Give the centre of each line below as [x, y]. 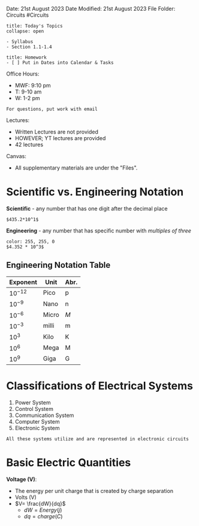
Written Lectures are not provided [57, 132]
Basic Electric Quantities [69, 463]
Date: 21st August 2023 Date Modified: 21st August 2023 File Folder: [91, 9]
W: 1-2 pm [27, 98]
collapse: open [25, 31]
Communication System [44, 415]
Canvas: [16, 156]
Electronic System [37, 428]
